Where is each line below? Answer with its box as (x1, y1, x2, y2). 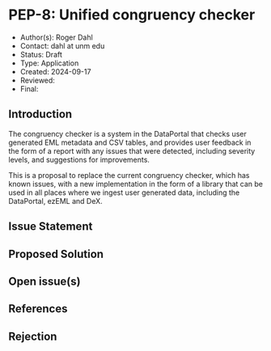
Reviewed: (19, 75, 55, 85)
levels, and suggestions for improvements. (8, 154, 150, 164)
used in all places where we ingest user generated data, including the (8, 188, 240, 197)
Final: (19, 83, 39, 94)
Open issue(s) (8, 274, 81, 288)
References (8, 302, 68, 316)
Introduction (8, 108, 73, 121)
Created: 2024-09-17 (19, 66, 91, 76)
